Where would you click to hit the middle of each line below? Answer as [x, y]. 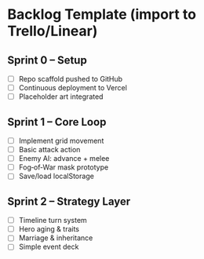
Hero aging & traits [49, 229]
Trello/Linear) [53, 31]
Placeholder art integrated [61, 97]
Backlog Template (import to [102, 15]
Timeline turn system [53, 221]
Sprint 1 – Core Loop [57, 122]
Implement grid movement [61, 140]
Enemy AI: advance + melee [64, 159]
